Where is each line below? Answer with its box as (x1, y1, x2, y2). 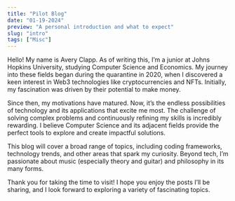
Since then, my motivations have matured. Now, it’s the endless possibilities (7, 99, 226, 107)
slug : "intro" (7, 29, 49, 37)
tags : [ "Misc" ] (7, 36, 52, 43)
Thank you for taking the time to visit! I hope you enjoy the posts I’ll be (7, 178, 210, 186)
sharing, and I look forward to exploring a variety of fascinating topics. (7, 186, 210, 194)
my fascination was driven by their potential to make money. (7, 85, 181, 94)
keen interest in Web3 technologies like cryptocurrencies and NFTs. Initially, (7, 78, 227, 86)
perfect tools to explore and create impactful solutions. (7, 129, 166, 137)
